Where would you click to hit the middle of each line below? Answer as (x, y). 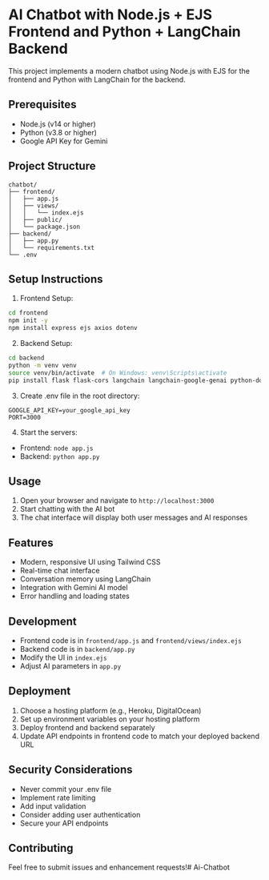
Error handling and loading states (74, 596)
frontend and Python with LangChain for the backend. (97, 79)
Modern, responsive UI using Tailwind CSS (90, 562)
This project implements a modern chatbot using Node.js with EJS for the (129, 70)
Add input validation (53, 806)
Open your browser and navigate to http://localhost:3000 (117, 500)
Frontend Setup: (46, 299)
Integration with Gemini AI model (74, 588)
